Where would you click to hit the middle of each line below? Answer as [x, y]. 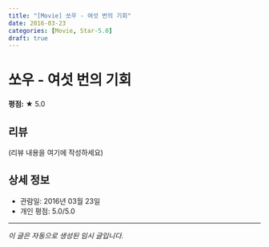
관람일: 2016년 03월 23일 [60, 200]
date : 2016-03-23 [37, 23]
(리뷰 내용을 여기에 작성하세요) [56, 152]
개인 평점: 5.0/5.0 [48, 211]
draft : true [28, 38]
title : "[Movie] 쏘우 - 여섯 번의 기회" [70, 16]
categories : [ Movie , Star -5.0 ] [60, 30]
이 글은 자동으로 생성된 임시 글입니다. [66, 235]
